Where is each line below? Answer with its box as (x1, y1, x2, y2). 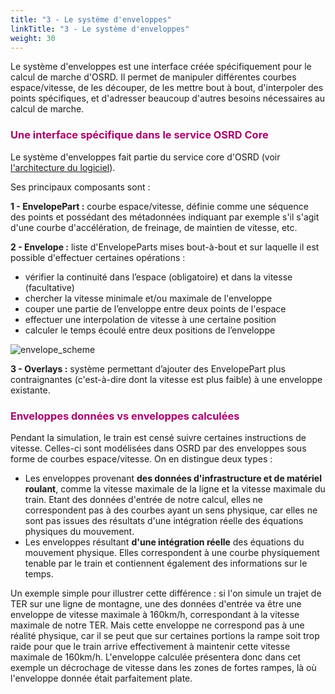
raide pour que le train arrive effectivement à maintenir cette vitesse (10, 640, 291, 652)
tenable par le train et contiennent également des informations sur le (24, 557, 308, 569)
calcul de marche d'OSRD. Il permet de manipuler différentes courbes (10, 71, 297, 83)
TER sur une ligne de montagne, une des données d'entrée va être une (10, 597, 302, 610)
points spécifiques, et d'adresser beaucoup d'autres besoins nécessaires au (10, 92, 326, 105)
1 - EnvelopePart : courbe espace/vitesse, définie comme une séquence (10, 200, 309, 212)
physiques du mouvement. (24, 525, 135, 537)
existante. (10, 384, 51, 396)
